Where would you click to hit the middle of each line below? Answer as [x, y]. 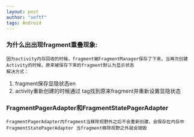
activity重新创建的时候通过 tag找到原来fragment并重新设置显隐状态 [98, 91]
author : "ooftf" [26, 17]
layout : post [23, 12]
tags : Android [24, 23]
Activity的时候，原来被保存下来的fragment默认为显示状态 [70, 65]
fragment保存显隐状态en [45, 83]
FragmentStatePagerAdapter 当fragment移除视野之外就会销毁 [77, 128]
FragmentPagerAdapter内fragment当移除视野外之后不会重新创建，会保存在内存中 [95, 121]
